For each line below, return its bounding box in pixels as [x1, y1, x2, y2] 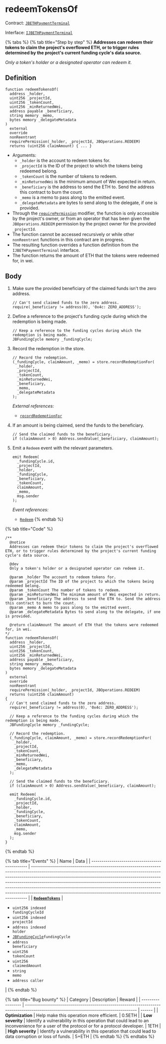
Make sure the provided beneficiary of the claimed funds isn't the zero [12, 285, 157, 291]
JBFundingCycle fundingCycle [12, 934, 70, 939]
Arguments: [12, 152, 36, 158]
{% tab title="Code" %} [5, 525, 53, 532]
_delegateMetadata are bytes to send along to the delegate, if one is [19, 200, 158, 206]
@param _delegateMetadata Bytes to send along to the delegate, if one [9, 609, 161, 614]
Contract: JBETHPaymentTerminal [5, 20, 70, 26]
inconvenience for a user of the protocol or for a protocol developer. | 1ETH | [5, 1023, 161, 1029]
